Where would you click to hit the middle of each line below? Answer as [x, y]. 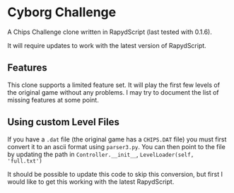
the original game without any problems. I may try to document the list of [113, 92]
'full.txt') [25, 161]
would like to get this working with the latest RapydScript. [91, 182]
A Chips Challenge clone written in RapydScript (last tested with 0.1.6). [110, 32]
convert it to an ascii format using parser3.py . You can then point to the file [117, 146]
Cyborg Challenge [62, 12]
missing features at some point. [53, 100]
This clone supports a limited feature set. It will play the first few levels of [114, 85]
